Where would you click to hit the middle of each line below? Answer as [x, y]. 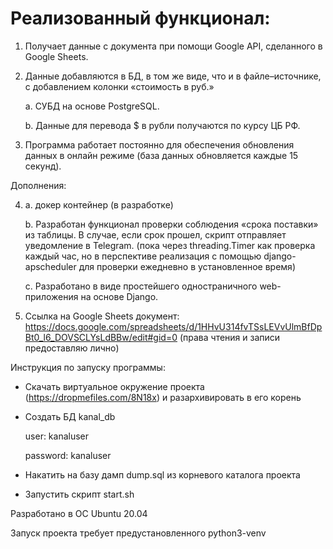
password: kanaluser [68, 455]
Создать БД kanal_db [70, 416]
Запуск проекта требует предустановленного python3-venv [138, 533]
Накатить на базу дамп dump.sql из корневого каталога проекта [162, 474]
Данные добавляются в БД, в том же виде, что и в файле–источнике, [173, 76]
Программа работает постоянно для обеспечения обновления [159, 144]
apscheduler [50, 266]
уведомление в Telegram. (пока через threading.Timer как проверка [170, 245]
